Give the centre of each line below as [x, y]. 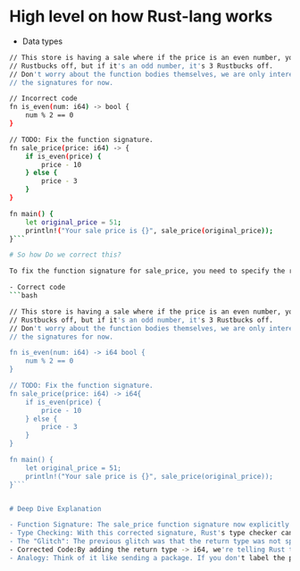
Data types [42, 41]
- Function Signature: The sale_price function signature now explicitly [150, 525]
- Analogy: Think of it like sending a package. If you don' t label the [147, 558]
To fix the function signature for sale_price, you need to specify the [147, 271]
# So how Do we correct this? [66, 255]
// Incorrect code [43, 99]
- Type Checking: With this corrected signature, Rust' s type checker [143, 533]
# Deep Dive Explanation [55, 508]
